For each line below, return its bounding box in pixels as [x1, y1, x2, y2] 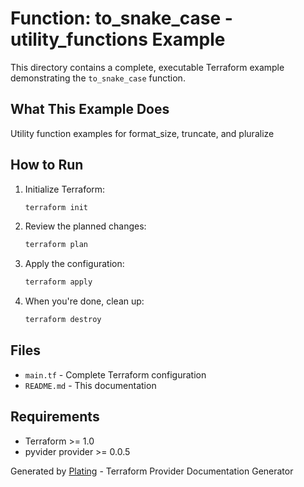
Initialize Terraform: [24, 183, 106, 195]
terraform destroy [24, 315, 102, 325]
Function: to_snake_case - [10, 7, 233, 30]
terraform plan [24, 240, 89, 250]
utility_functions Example [10, 28, 226, 51]
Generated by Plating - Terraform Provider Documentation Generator [10, 465, 294, 477]
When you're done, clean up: [24, 295, 145, 307]
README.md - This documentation [24, 379, 157, 391]
